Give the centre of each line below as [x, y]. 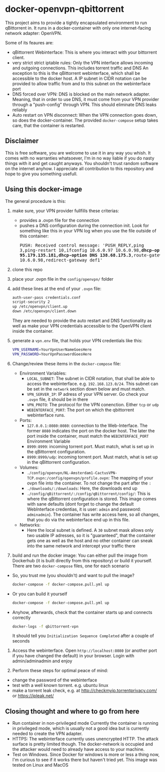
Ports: [26, 420]
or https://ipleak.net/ [33, 696]
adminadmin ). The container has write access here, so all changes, [93, 514]
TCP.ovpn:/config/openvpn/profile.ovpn [68, 478]
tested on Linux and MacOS [40, 765]
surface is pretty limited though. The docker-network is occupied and [82, 744]
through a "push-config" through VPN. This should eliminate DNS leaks [84, 104]
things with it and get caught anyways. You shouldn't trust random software [82, 163]
